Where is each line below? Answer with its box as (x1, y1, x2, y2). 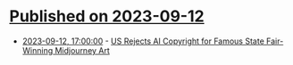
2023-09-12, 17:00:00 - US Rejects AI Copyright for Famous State (21, 36, 265, 46)
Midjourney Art (54, 45, 110, 55)
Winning (21, 45, 54, 55)
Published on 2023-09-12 (9, 6, 205, 27)
